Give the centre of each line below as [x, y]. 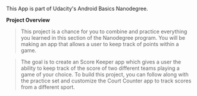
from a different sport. [48, 87]
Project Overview [28, 20]
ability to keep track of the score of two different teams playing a [100, 68]
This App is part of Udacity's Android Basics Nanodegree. [77, 9]
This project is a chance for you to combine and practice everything [104, 31]
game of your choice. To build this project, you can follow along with [104, 74]
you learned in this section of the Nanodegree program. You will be [103, 38]
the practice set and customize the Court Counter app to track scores [106, 81]
